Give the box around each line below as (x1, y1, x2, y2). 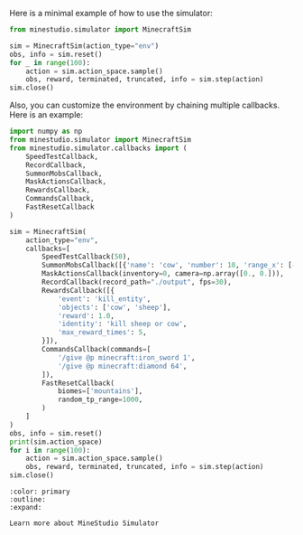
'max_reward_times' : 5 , (57, 328, 147, 337)
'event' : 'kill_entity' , (57, 294, 151, 304)
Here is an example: (9, 109, 84, 120)
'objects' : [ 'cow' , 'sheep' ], (57, 303, 171, 312)
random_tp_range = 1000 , (57, 395, 143, 405)
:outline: (9, 495, 47, 504)
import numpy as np (9, 127, 83, 136)
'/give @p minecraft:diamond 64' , (57, 361, 188, 371)
